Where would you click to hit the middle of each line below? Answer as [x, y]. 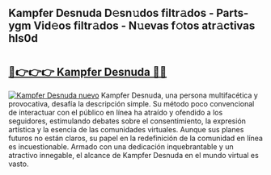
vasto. [19, 164]
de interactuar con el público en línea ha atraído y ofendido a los [116, 112]
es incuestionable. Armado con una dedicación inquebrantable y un [121, 147]
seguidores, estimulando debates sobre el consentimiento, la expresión [127, 121]
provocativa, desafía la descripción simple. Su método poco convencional [131, 104]
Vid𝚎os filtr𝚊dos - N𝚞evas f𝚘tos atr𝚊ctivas [144, 26]
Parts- [233, 13]
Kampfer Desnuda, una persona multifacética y [180, 95]
